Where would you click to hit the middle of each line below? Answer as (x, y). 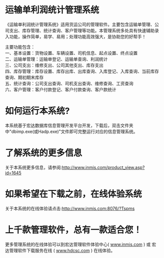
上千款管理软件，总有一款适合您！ (74, 230)
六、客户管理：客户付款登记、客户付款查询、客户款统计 (61, 89)
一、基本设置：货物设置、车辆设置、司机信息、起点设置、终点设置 (71, 53)
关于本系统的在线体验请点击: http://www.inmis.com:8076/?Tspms (70, 208)
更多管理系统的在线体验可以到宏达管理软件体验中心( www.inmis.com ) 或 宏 (81, 244)
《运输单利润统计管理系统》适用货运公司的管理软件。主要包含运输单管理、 (80, 24)
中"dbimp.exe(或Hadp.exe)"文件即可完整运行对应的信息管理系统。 (72, 131)
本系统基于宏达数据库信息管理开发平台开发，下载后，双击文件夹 (69, 125)
